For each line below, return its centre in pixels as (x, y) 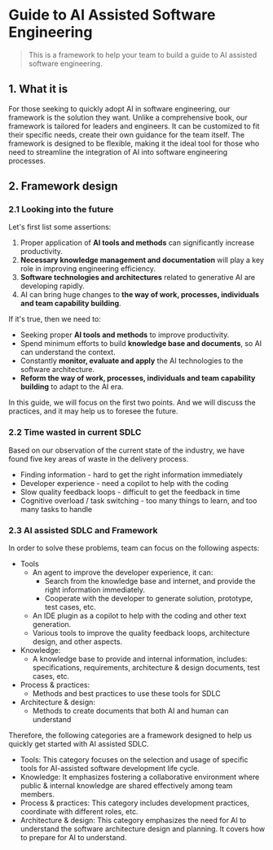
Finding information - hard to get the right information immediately (131, 475)
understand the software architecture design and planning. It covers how (143, 829)
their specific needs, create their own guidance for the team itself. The (127, 134)
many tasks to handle (56, 509)
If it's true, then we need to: (55, 319)
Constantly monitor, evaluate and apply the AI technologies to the (132, 361)
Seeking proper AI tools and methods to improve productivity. (125, 335)
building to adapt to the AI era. (72, 387)
